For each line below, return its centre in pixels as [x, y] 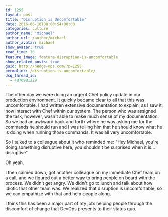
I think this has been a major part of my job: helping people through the [79, 203]
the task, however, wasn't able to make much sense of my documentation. [82, 116]
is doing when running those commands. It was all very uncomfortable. [79, 132]
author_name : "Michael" [30, 33]
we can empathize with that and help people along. [58, 194]
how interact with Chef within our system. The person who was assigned [81, 111]
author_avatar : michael [30, 43]
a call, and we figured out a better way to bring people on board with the [80, 178]
